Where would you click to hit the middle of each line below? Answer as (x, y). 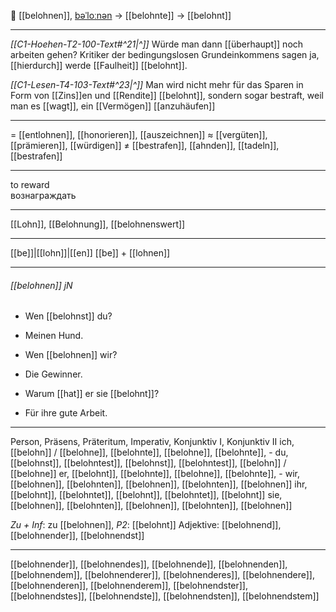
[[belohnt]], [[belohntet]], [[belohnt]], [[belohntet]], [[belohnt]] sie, (146, 495)
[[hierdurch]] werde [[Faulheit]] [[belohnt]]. (99, 65)
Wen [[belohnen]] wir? (71, 355)
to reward (30, 184)
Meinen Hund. (54, 336)
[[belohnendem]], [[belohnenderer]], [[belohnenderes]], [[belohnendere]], (162, 575)
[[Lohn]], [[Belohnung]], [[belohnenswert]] (98, 224)
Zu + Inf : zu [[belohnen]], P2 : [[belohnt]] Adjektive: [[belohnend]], (146, 525)
